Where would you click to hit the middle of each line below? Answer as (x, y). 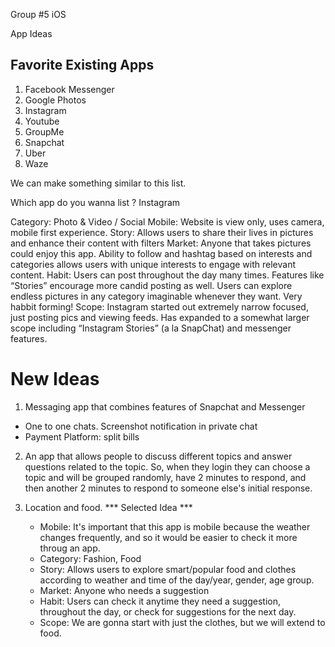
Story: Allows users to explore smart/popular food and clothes (168, 569)
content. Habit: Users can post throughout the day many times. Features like (167, 275)
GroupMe (44, 131)
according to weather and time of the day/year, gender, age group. (177, 580)
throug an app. (70, 548)
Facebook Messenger (69, 89)
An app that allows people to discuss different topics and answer (158, 456)
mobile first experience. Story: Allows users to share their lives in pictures (162, 232)
